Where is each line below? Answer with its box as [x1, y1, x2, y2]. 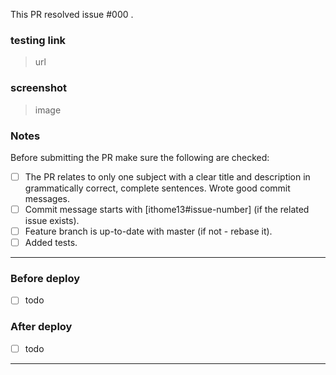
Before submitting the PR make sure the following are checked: [10, 151, 270, 163]
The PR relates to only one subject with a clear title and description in [24, 170, 311, 183]
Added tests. [24, 237, 78, 249]
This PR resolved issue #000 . [10, 9, 134, 20]
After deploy [10, 320, 73, 334]
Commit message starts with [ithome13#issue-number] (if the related [24, 203, 310, 215]
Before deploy [10, 272, 81, 286]
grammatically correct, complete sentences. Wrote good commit [24, 182, 291, 194]
